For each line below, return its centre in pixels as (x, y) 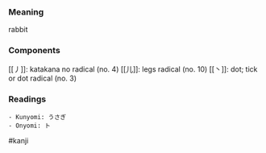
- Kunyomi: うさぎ (37, 117)
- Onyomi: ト (29, 126)
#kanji (19, 140)
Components (34, 51)
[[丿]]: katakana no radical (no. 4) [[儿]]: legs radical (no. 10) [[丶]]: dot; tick (133, 69)
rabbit (18, 30)
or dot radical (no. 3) (43, 78)
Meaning (26, 12)
